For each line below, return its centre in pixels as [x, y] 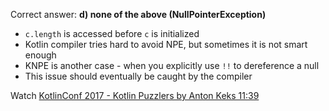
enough [40, 55]
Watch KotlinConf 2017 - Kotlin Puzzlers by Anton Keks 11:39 [135, 95]
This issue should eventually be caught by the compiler [138, 76]
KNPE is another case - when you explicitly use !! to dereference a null [172, 65]
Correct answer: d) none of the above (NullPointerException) [138, 14]
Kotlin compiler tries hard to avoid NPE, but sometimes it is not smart [166, 44]
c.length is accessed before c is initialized [112, 33]
